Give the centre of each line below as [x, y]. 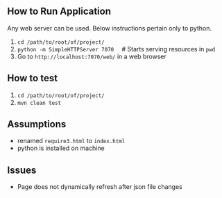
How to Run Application [59, 11]
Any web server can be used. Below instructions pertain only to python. [110, 28]
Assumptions [37, 124]
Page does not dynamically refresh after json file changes [100, 187]
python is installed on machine [61, 148]
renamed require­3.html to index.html [71, 141]
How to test [32, 78]
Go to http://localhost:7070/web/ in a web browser [92, 56]
